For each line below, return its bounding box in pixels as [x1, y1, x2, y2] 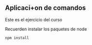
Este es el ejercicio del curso [5, 16, 62, 22]
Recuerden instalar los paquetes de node [5, 26, 87, 32]
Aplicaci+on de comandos [5, 4, 86, 12]
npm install [5, 35, 29, 40]
